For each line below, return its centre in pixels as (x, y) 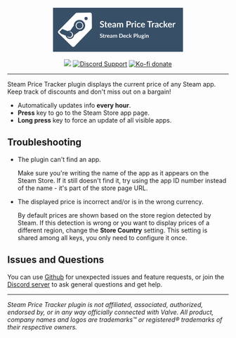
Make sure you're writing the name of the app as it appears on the (113, 173)
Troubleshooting (45, 143)
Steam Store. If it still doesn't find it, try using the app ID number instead (122, 180)
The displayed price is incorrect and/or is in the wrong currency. (110, 201)
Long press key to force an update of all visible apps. (94, 120)
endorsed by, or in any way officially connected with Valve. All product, (111, 312)
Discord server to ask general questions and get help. (85, 284)
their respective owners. (42, 327)
